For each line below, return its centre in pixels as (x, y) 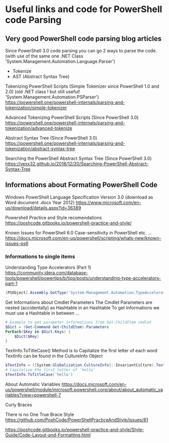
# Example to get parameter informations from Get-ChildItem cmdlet (78, 322)
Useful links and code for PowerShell (84, 9)
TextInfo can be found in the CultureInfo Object (54, 356)
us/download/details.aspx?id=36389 (43, 208)
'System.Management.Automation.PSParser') (52, 97)
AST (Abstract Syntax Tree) (41, 76)
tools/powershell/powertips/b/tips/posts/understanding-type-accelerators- (83, 278)
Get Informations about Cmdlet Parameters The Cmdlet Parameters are (79, 302)
